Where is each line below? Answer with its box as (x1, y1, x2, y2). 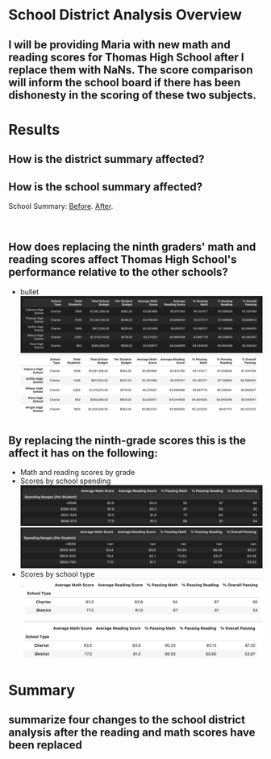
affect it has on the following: (8, 446, 159, 460)
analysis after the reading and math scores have (8, 726, 256, 740)
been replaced (8, 738, 83, 752)
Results (8, 120, 60, 139)
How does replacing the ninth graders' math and (8, 240, 256, 254)
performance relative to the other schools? (8, 265, 228, 279)
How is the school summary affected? (8, 180, 203, 194)
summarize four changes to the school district (8, 713, 246, 727)
